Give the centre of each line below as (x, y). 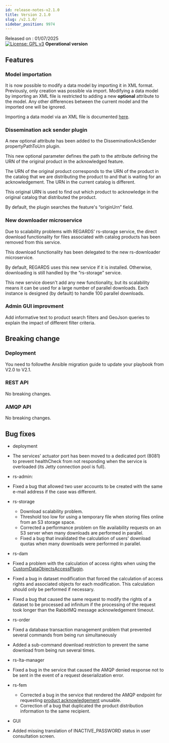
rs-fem (20, 685)
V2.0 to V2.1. (18, 369)
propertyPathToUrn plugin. (33, 146)
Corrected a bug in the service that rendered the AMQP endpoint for (91, 695)
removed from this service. (33, 242)
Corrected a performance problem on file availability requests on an (91, 527)
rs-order (21, 620)
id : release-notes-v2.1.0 (32, 10)
